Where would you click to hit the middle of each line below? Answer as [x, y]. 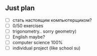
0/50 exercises [28, 26]
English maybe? [29, 37]
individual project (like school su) [46, 48]
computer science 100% [37, 43]
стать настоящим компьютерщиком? [52, 20]
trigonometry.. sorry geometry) [44, 31]
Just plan [20, 8]
